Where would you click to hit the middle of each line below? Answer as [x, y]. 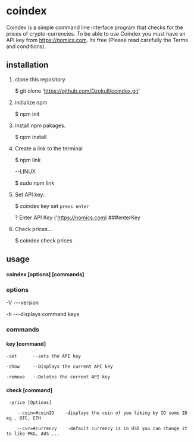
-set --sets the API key [44, 356]
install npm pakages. [40, 125]
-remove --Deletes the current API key [58, 377]
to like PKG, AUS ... [33, 434]
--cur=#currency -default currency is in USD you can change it [102, 429]
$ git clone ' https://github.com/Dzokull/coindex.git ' [77, 91]
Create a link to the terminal [49, 148]
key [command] [26, 343]
